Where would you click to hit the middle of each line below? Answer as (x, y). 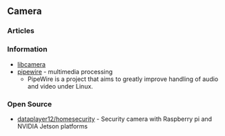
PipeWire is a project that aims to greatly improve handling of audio (123, 79)
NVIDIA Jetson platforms (52, 126)
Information (27, 49)
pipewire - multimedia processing (65, 71)
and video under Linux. (60, 86)
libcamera (31, 64)
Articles (21, 31)
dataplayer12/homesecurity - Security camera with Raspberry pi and (115, 119)
